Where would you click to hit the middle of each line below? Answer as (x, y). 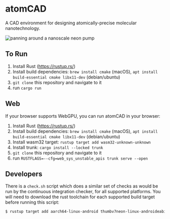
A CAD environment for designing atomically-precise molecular (71, 23)
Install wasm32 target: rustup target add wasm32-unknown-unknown (81, 142)
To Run (16, 54)
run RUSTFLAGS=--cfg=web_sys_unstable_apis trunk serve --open (80, 158)
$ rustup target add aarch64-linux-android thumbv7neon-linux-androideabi (86, 212)
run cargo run (27, 88)
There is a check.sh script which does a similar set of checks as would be (82, 186)
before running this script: (32, 202)
